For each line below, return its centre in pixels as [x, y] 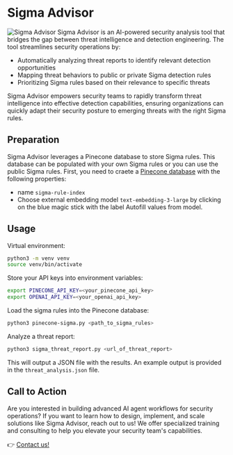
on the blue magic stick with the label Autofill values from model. [110, 207]
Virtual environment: [37, 245]
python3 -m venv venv [39, 258]
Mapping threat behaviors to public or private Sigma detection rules [114, 75]
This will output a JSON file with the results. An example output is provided [114, 362]
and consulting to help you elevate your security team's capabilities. [105, 430]
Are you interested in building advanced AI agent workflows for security [110, 408]
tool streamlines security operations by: [64, 47]
